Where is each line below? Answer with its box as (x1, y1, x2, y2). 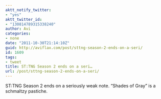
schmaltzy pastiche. (5, 88, 48, 94)
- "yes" (5, 12, 22, 17)
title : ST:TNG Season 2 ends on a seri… (5, 64, 93, 69)
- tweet (5, 59, 22, 64)
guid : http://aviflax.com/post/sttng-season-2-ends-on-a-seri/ (5, 45, 143, 50)
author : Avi (5, 26, 31, 31)
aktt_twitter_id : (5, 17, 42, 22)
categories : (5, 31, 31, 36)
